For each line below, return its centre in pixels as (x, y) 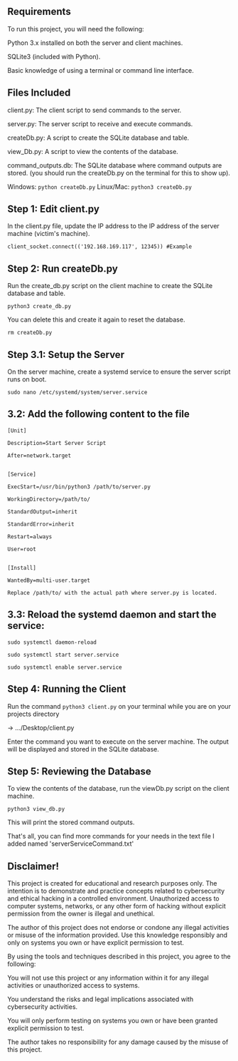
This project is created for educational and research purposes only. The (113, 883)
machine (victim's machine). (49, 234)
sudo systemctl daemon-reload (52, 642)
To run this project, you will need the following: (76, 29)
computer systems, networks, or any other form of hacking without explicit (117, 906)
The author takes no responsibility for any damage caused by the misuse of (118, 1042)
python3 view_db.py (36, 809)
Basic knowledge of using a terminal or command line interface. (101, 70)
